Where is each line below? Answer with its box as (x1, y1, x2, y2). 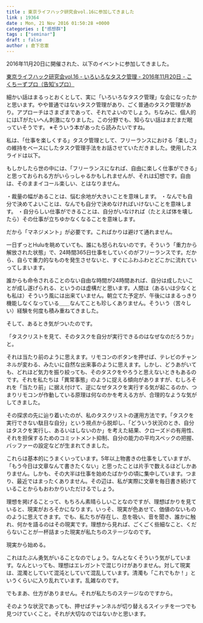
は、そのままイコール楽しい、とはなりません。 (6, 179, 123, 187)
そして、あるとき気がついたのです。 (6, 319, 96, 327)
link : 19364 (6, 15, 39, 21)
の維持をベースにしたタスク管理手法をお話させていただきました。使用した (6, 144, 192, 152)
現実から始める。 (6, 541, 49, 548)
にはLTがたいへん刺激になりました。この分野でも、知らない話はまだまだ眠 (6, 116, 193, 123)
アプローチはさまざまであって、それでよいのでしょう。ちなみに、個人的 (16, 108, 196, 116)
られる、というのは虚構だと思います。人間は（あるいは (38, 284, 176, 292)
